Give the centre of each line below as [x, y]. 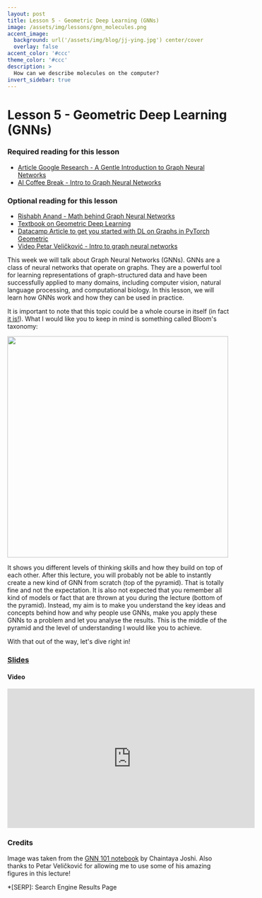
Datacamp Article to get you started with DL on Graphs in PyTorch [113, 232]
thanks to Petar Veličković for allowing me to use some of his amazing [109, 865]
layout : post [26, 14]
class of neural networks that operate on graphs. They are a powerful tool [115, 268]
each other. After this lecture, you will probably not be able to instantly [109, 575]
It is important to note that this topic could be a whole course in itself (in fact [118, 312]
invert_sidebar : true [39, 80]
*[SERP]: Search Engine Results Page [62, 887]
